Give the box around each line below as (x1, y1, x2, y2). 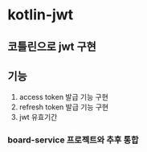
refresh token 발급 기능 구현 (18, 102, 109, 112)
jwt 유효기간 (18, 113, 58, 122)
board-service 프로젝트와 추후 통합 (7, 134, 139, 146)
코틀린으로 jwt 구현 (7, 39, 97, 53)
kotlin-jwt (7, 6, 74, 24)
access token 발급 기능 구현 (18, 92, 109, 102)
